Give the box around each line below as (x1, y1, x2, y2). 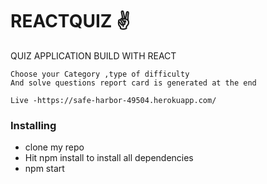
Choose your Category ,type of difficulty (10, 69, 190, 79)
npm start (24, 163, 65, 175)
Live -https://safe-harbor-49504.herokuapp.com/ (10, 95, 217, 105)
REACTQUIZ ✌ (10, 10, 131, 33)
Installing (10, 118, 57, 132)
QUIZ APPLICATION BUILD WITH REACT (10, 49, 177, 62)
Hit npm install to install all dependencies (24, 152, 194, 164)
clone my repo (24, 141, 85, 153)
